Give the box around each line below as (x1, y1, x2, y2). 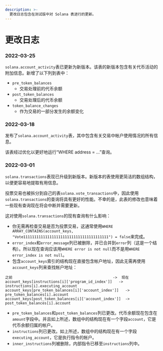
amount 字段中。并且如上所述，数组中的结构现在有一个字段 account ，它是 (12, 316, 156, 322)
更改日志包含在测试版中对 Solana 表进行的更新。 (9, 12, 96, 17)
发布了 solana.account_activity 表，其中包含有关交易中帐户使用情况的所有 (5, 133, 154, 139)
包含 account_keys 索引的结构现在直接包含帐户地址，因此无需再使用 (12, 258, 145, 264)
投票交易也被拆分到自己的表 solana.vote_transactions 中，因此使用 (5, 190, 139, 196)
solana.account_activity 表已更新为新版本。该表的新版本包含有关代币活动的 (5, 64, 158, 70)
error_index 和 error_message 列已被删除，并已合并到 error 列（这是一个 (12, 240, 153, 246)
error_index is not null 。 (12, 252, 67, 258)
